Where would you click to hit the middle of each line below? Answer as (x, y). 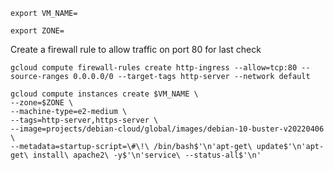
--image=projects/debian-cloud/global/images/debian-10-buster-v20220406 (167, 129)
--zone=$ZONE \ (42, 103)
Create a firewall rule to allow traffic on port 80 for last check (136, 49)
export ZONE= (37, 31)
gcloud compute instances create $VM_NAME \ (104, 94)
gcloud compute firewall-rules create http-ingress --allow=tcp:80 (154, 68)
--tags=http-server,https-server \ (84, 120)
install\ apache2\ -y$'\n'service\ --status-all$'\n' (147, 155)
